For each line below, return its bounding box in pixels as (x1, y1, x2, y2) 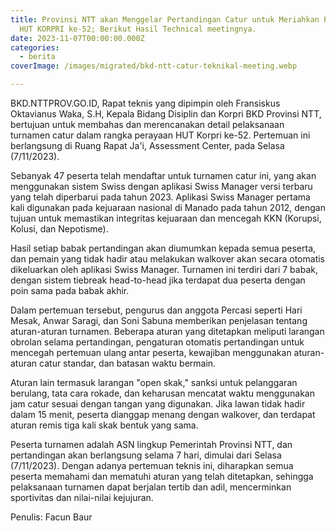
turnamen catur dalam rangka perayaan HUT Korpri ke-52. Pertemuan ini (10, 129, 311, 141)
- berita (19, 52, 56, 62)
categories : (10, 42, 60, 53)
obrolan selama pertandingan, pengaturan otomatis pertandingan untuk (10, 336, 305, 348)
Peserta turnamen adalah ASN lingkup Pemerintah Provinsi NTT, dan (10, 439, 293, 450)
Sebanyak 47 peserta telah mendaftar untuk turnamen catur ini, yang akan (10, 170, 317, 181)
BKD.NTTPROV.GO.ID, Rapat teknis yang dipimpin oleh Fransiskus (10, 97, 281, 109)
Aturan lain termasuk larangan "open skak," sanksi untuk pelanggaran (10, 377, 298, 388)
